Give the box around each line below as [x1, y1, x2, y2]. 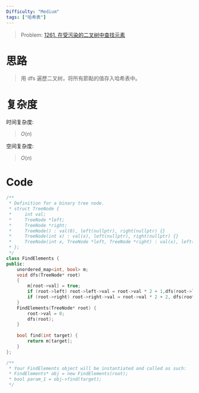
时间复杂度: [6, 119, 34, 126]
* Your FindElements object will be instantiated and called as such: [8, 365, 187, 371]
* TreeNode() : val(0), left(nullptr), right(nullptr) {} [8, 228, 166, 234]
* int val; [8, 211, 46, 217]
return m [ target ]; [27, 338, 73, 344]
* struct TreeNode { [8, 206, 60, 212]
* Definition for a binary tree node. [8, 200, 105, 206]
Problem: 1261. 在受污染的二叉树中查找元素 [20, 31, 126, 39]
